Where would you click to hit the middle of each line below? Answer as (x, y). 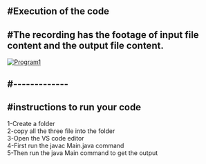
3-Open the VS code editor (46, 139)
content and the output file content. (85, 45)
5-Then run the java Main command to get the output (83, 153)
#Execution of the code (58, 11)
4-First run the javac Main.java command (66, 146)
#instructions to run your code (74, 107)
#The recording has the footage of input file (103, 35)
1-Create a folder (31, 124)
